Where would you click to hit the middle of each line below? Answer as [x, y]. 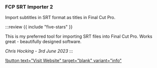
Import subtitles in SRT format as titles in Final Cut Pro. [60, 18]
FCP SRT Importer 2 [29, 7]
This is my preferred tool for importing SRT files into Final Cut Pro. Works [79, 36]
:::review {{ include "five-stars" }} [39, 27]
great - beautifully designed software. [43, 42]
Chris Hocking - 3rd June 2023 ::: [39, 51]
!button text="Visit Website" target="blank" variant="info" [63, 61]
